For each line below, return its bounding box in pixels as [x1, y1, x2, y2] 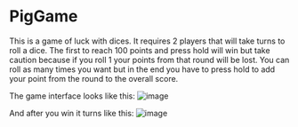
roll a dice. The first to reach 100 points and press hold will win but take [9, 44, 270, 55]
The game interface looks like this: [9, 91, 136, 101]
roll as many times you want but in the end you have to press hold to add [9, 64, 276, 75]
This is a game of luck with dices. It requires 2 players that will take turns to [9, 36, 286, 46]
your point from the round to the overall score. [9, 73, 179, 83]
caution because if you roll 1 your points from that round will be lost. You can [9, 54, 290, 65]
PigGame [9, 6, 78, 27]
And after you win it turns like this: [9, 107, 134, 118]
